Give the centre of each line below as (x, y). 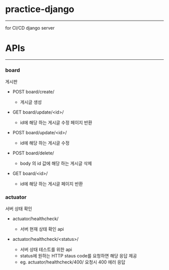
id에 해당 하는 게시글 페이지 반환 (51, 184)
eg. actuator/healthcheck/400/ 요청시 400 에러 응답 (73, 262)
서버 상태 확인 (19, 209)
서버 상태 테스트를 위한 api (46, 249)
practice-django (40, 9)
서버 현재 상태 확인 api (42, 229)
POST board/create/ (33, 92)
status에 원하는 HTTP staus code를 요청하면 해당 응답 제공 (78, 256)
